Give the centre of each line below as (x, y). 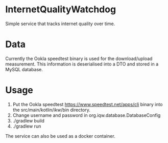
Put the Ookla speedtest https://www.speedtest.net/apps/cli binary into (88, 104)
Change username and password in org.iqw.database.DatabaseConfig (87, 115)
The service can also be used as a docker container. (61, 136)
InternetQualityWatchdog (61, 9)
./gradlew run (27, 126)
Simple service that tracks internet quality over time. (60, 24)
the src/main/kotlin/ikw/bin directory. (52, 110)
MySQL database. (24, 69)
